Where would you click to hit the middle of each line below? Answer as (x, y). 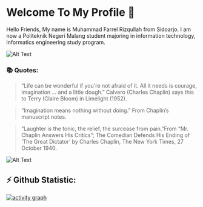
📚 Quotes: (22, 70)
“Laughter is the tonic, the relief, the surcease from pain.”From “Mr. (105, 129)
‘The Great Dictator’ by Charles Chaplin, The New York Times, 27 (102, 142)
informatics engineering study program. (56, 42)
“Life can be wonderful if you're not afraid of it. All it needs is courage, (109, 86)
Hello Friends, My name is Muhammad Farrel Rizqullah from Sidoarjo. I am (99, 29)
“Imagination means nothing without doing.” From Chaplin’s (95, 111)
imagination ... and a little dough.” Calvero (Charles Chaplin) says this (107, 92)
